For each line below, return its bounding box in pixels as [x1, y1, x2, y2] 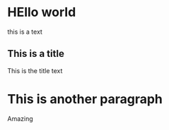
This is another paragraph [7, 91, 163, 107]
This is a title [7, 48, 65, 60]
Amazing [7, 114, 33, 123]
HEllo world [7, 4, 76, 20]
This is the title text [7, 66, 63, 74]
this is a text [7, 27, 42, 36]
